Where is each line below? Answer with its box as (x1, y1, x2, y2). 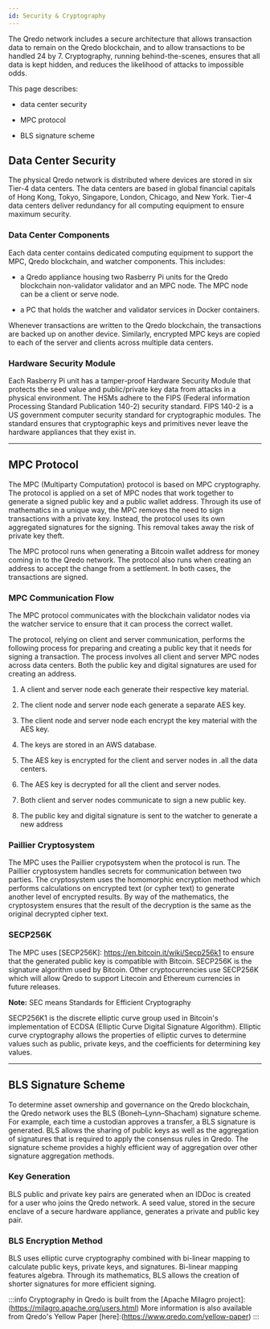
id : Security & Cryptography (8, 11, 106, 20)
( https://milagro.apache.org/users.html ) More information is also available (8, 1303, 252, 1313)
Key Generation (8, 1171, 71, 1182)
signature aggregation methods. (8, 1151, 115, 1161)
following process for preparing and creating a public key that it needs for (8, 644, 252, 653)
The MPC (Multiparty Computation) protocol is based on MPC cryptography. (8, 479, 261, 489)
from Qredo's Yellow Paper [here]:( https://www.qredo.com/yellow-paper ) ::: (8, 1312, 260, 1322)
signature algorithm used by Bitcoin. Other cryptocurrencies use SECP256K (8, 964, 260, 975)
